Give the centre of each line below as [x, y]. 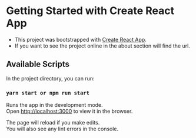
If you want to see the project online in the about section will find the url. [102, 46]
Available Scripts [38, 64]
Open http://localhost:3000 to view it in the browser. [69, 111]
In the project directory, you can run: [50, 78]
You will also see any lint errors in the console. [62, 129]
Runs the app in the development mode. [54, 105]
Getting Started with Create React [90, 11]
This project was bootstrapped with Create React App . [81, 39]
